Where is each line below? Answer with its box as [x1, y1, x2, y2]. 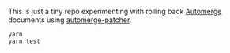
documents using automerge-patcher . [8, 15, 132, 25]
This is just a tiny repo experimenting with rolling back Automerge [8, 7, 222, 16]
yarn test [8, 37, 41, 45]
